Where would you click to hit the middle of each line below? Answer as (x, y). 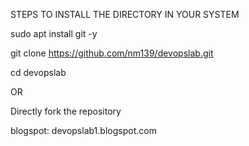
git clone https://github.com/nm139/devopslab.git (112, 53)
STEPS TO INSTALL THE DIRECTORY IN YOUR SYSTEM (125, 14)
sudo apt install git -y (54, 33)
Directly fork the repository (66, 111)
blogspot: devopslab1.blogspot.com (83, 130)
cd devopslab (38, 72)
